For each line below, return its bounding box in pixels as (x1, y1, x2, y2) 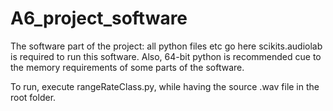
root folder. (10, 91, 57, 103)
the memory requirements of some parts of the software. (10, 61, 245, 73)
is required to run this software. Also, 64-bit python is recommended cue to (10, 50, 322, 62)
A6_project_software (10, 7, 188, 30)
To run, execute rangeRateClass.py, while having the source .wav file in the (10, 80, 320, 92)
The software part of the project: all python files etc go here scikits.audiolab (10, 40, 323, 52)
